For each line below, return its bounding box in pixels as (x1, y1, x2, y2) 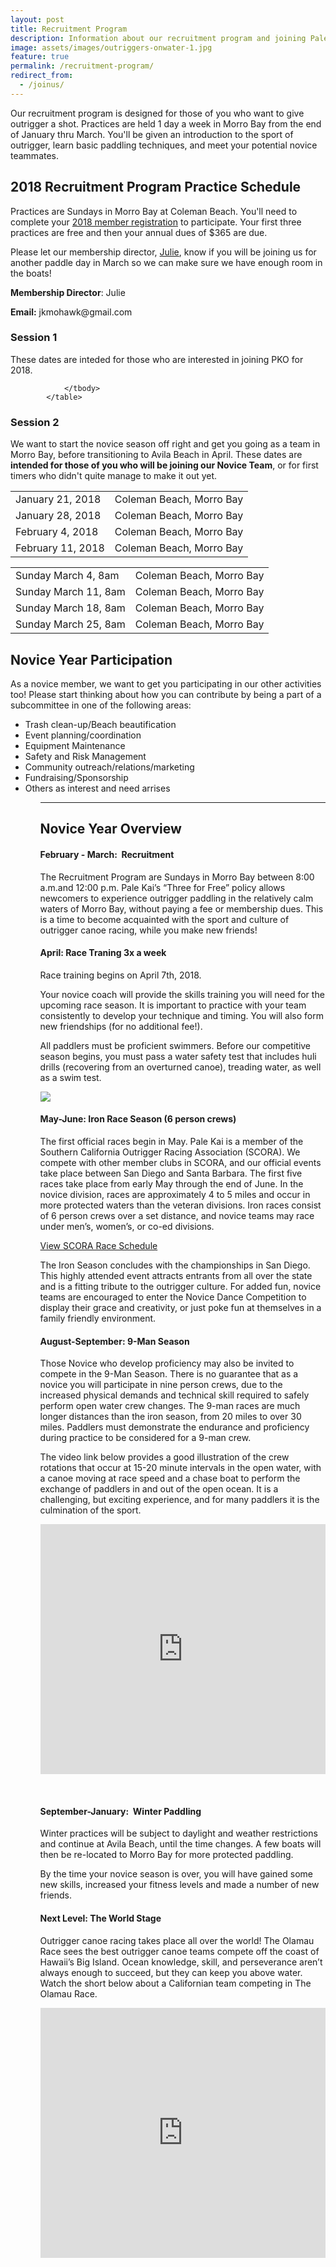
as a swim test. (39, 1071, 102, 1083)
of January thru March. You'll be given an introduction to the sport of (10, 128, 294, 140)
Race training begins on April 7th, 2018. (39, 969, 202, 981)
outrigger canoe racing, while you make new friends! (39, 924, 258, 936)
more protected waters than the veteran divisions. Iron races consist (39, 1199, 322, 1211)
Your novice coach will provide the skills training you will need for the (39, 988, 325, 1000)
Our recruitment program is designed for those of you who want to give (10, 107, 305, 119)
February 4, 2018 (15, 525, 99, 539)
